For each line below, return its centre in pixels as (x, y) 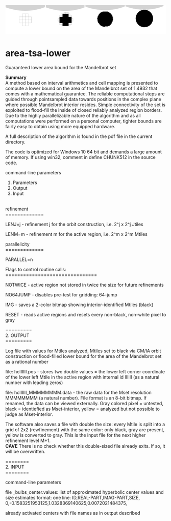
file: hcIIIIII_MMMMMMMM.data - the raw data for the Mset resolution (78, 392)
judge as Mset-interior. (29, 414)
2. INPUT (15, 467)
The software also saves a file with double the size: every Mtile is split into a (85, 424)
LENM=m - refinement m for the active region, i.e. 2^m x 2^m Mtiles (77, 234)
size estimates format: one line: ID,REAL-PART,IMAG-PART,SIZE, (73, 497)
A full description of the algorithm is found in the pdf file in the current (79, 136)
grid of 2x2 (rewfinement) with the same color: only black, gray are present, (85, 429)
